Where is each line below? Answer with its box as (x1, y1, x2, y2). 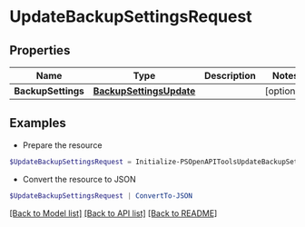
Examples (9, 115, 66, 131)
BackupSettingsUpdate (93, 84, 196, 97)
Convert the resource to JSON (22, 173, 136, 184)
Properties (9, 43, 71, 58)
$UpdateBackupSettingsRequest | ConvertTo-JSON (9, 191, 193, 201)
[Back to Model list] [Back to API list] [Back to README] (9, 207, 218, 219)
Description (203, 70, 256, 82)
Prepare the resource (22, 139, 103, 151)
